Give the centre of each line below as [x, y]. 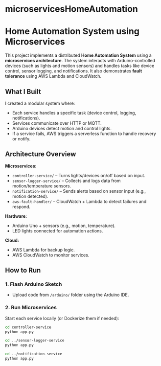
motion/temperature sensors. [42, 186]
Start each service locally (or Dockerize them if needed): [62, 318]
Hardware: [16, 216]
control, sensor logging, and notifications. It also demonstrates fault [74, 71]
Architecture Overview [41, 154]
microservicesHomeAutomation [72, 9]
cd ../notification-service [34, 354]
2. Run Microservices [31, 308]
